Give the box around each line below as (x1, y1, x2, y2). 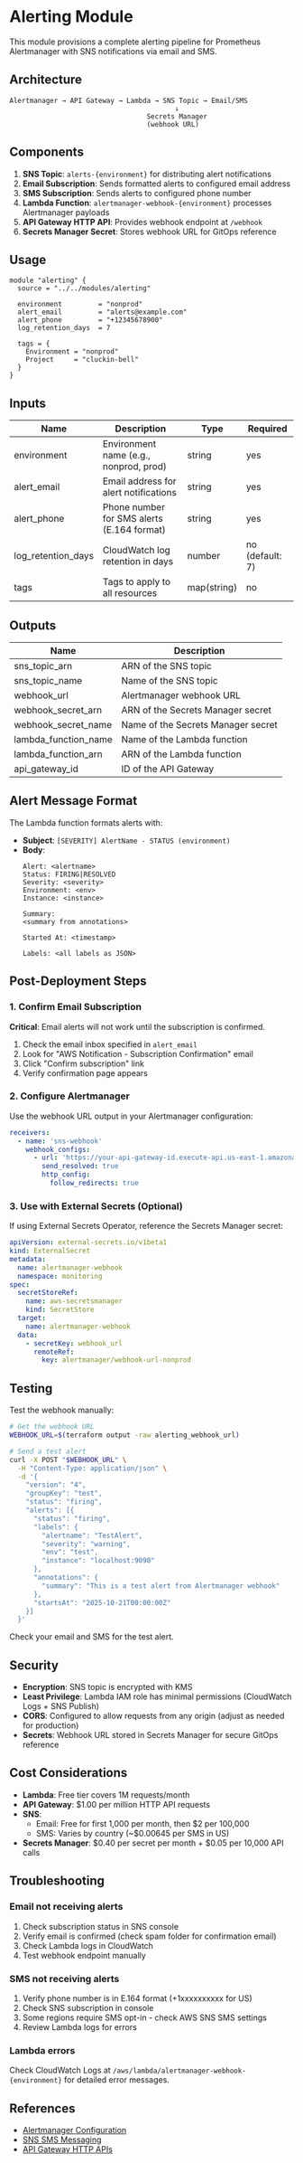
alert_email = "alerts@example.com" (17, 307, 188, 317)
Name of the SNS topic (121, 675, 218, 686)
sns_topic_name (14, 675, 83, 686)
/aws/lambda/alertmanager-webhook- (112, 2066, 246, 2076)
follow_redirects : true (49, 1178, 140, 1188)
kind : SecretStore (25, 1305, 95, 1315)
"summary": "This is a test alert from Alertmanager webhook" (41, 1581, 280, 1591)
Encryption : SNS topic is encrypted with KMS (22, 1682, 193, 1693)
